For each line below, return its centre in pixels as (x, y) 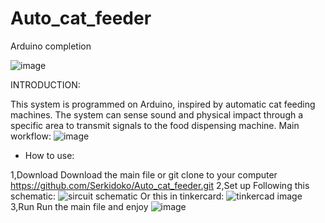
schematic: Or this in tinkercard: (117, 196)
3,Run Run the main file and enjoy (79, 206)
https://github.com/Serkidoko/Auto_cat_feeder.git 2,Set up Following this (160, 185)
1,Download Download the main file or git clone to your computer (144, 174)
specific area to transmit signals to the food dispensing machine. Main (155, 125)
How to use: (49, 155)
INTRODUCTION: (45, 84)
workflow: (31, 136)
